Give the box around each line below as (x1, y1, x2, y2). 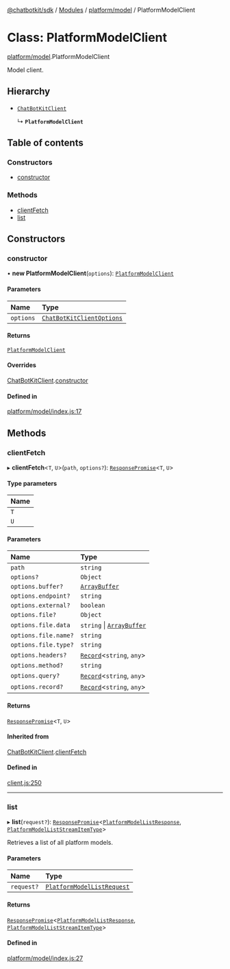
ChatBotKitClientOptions (42, 314, 123, 322)
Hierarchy (7, 86, 51, 97)
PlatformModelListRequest (45, 883, 130, 891)
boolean (80, 602, 105, 609)
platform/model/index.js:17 (7, 408, 82, 416)
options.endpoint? (10, 592, 71, 600)
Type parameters (7, 479, 57, 487)
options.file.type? (10, 641, 74, 649)
